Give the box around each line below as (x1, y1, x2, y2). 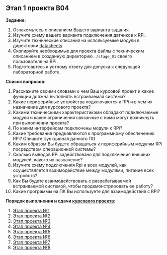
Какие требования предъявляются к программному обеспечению (12, 130, 155, 136)
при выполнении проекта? (12, 120, 69, 126)
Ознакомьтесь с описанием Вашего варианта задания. (12, 27, 130, 33)
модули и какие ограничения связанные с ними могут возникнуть (12, 114, 155, 121)
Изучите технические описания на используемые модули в (12, 37, 140, 43)
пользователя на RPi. (12, 58, 58, 64)
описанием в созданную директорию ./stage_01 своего (12, 53, 132, 59)
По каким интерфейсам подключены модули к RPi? (12, 125, 123, 131)
